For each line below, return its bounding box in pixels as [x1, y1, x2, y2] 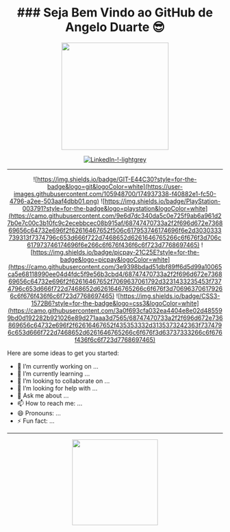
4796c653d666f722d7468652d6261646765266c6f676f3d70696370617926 [7, 284, 223, 292]
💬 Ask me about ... [16, 391, 69, 400]
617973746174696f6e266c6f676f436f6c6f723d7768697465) [27, 240, 200, 248]
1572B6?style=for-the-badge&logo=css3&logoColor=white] [31, 299, 199, 307]
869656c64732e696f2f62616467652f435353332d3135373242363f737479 [8, 321, 222, 329]
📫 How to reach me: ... [16, 399, 83, 407]
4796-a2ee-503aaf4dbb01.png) [9, 197, 99, 205]
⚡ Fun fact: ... [16, 417, 55, 425]
